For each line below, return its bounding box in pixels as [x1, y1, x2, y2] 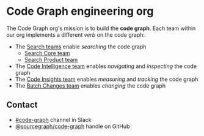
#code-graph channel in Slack [15, 116, 92, 123]
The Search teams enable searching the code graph [15, 43, 147, 50]
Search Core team [24, 49, 70, 56]
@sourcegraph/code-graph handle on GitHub [15, 123, 130, 130]
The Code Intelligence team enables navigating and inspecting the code [15, 62, 197, 70]
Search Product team [24, 56, 78, 63]
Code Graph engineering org [6, 4, 154, 18]
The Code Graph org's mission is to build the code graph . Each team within [6, 25, 196, 32]
